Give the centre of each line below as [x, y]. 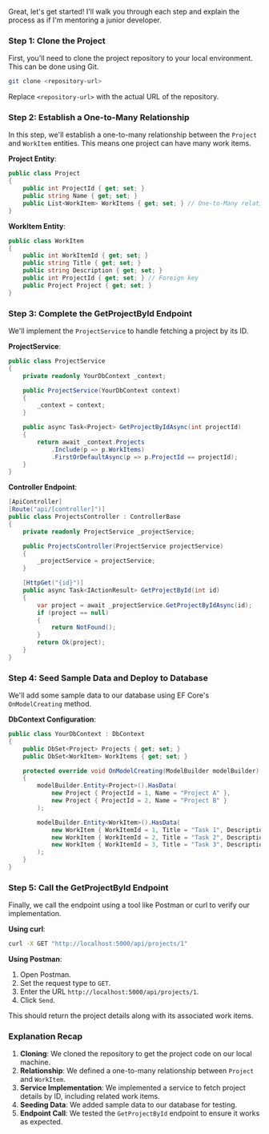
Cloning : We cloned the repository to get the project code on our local [136, 1054]
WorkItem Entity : [37, 226]
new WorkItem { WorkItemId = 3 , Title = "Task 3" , [137, 845]
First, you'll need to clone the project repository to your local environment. [131, 58]
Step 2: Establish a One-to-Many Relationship [99, 118]
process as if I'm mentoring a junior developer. [85, 20]
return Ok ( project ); [71, 643]
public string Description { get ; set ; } [92, 271]
